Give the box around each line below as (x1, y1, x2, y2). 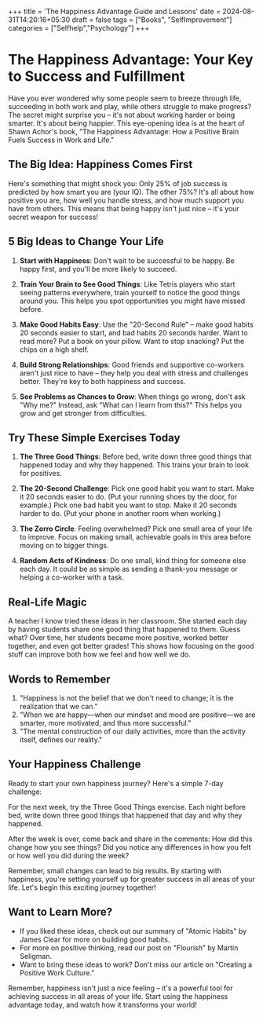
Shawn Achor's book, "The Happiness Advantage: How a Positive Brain (8, 126, 239, 136)
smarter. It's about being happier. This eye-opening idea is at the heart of (8, 118, 245, 128)
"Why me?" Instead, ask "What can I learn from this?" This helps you (19, 400, 242, 409)
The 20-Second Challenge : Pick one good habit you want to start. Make (19, 484, 254, 493)
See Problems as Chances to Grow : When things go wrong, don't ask (19, 392, 246, 401)
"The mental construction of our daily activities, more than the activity (19, 726, 246, 736)
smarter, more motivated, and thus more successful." (19, 719, 192, 727)
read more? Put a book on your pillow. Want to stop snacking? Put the (19, 336, 245, 346)
